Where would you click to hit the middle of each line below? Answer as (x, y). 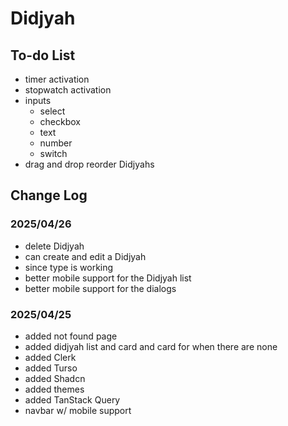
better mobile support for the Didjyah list (108, 278)
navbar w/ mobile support (78, 410)
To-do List (43, 55)
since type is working (69, 267)
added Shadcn (55, 378)
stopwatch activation (68, 90)
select (52, 111)
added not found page (71, 336)
